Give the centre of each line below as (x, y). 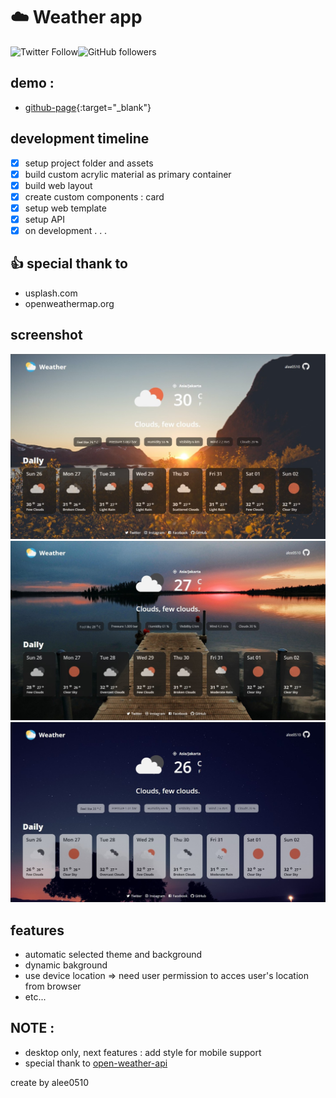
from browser (53, 986)
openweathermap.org (69, 303)
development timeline (80, 139)
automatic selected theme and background (113, 955)
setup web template (65, 208)
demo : (32, 83)
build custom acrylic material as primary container (128, 174)
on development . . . (66, 230)
